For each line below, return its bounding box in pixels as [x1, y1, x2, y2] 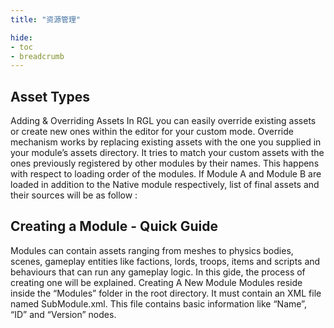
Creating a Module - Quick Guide [10, 218, 218, 235]
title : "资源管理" [10, 14, 82, 25]
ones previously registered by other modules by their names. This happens [10, 157, 320, 170]
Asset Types [10, 88, 90, 105]
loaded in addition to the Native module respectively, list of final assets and [10, 179, 320, 191]
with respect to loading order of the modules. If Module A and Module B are [10, 168, 322, 180]
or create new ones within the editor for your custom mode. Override [10, 126, 294, 138]
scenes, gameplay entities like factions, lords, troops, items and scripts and [10, 255, 321, 267]
